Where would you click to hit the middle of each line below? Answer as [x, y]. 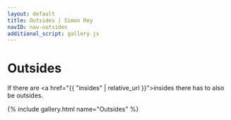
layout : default [31, 14]
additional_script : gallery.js [53, 34]
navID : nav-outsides [38, 27]
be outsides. [25, 95]
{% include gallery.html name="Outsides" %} [73, 109]
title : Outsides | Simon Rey [50, 20]
